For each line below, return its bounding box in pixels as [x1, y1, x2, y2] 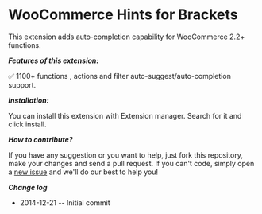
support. [8, 80, 37, 89]
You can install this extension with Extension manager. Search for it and [8, 111, 242, 120]
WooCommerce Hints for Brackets [8, 6, 238, 24]
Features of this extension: [8, 56, 99, 65]
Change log [8, 182, 48, 192]
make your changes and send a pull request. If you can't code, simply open [8, 158, 255, 168]
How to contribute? [8, 134, 73, 144]
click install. [8, 119, 47, 129]
